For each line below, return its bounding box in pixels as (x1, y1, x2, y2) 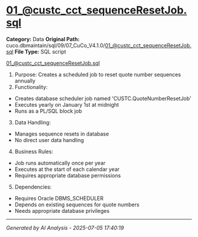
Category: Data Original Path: (6, 35, 80, 42)
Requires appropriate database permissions (14, 172, 121, 179)
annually (14, 77, 36, 84)
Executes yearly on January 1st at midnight (14, 101, 119, 108)
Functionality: (14, 83, 48, 90)
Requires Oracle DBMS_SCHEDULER (14, 195, 104, 202)
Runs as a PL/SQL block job (14, 107, 82, 114)
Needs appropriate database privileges (14, 207, 110, 214)
